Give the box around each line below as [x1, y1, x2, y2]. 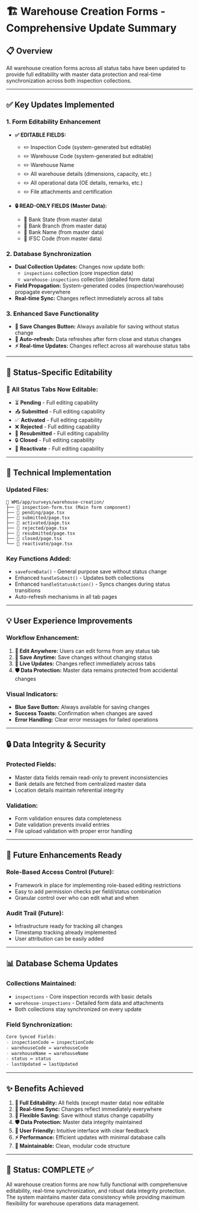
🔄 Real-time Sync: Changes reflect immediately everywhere [14, 1105, 162, 1113]
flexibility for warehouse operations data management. [6, 1199, 140, 1206]
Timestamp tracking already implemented [14, 928, 117, 936]
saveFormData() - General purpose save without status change [14, 568, 167, 575]
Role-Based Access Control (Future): [6, 868, 114, 876]
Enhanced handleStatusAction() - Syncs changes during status [14, 580, 171, 587]
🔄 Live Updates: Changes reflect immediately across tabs [14, 660, 156, 667]
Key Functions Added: [6, 554, 71, 563]
